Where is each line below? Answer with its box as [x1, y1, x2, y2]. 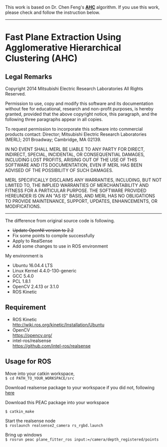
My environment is [5, 253, 43, 259]
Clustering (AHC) [5, 53, 78, 64]
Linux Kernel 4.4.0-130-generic [12, 268, 77, 273]
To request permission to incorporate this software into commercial [5, 126, 143, 132]
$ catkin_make [5, 409, 35, 414]
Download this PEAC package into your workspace [5, 399, 109, 405]
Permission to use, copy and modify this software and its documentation [5, 100, 154, 106]
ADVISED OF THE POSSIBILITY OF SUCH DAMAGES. [5, 168, 113, 173]
